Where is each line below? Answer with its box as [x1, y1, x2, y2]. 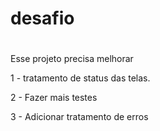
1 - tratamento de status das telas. [10, 72, 151, 84]
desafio [10, 7, 75, 30]
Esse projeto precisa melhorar [10, 53, 134, 65]
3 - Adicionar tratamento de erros [10, 111, 149, 123]
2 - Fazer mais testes [10, 92, 98, 104]
